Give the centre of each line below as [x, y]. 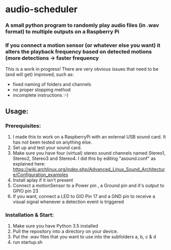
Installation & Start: [30, 215]
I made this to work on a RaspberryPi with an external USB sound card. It [89, 137]
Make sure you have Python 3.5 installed [55, 226]
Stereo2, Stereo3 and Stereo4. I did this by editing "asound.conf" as [84, 158]
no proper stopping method [42, 90]
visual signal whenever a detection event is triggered [68, 202]
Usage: [17, 111]
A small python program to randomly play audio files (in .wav [82, 25]
